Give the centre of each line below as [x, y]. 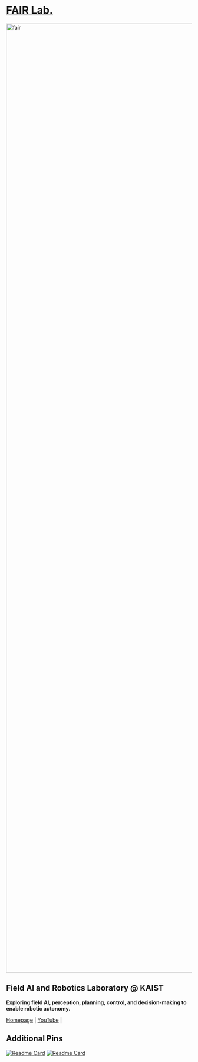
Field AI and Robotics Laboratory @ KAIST [85, 988]
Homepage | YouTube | [34, 1020]
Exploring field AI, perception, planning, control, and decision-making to [96, 1002]
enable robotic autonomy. [38, 1008]
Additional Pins [34, 1039]
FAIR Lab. [29, 10]
